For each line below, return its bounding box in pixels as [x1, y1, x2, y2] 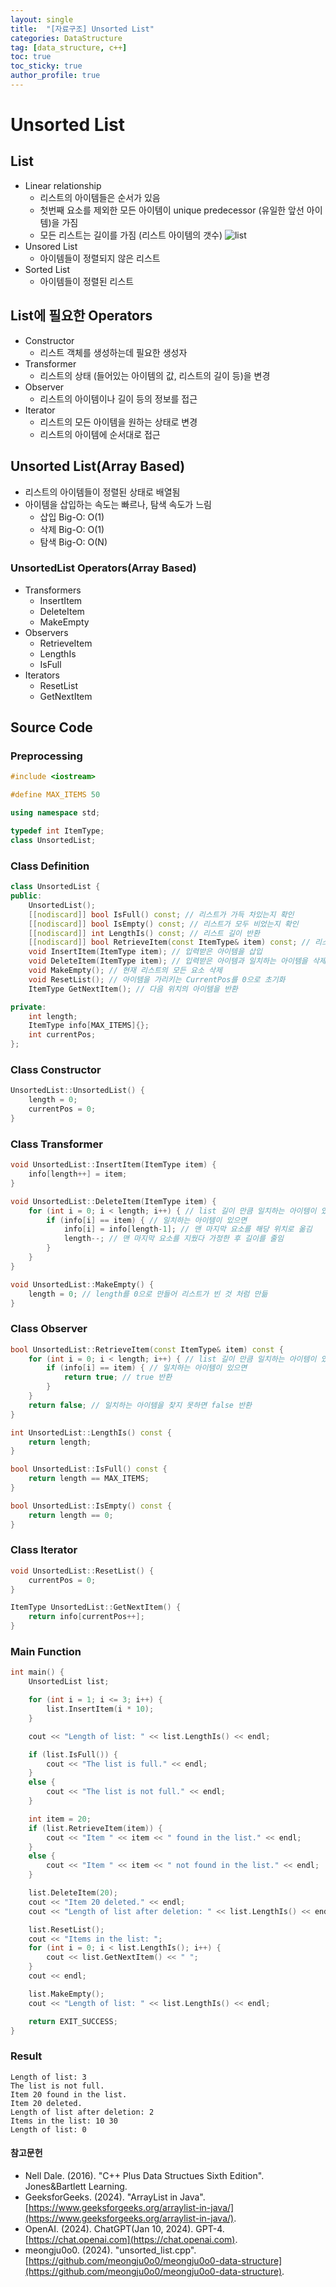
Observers [24, 626, 69, 638]
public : [10, 891, 43, 901]
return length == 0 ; [28, 1510, 114, 1520]
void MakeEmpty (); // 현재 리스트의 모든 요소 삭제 [28, 966, 223, 976]
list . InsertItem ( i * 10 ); [46, 1704, 155, 1715]
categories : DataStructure [10, 33, 123, 43]
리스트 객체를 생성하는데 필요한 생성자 [39, 346, 188, 358]
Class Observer [10, 1322, 88, 1336]
